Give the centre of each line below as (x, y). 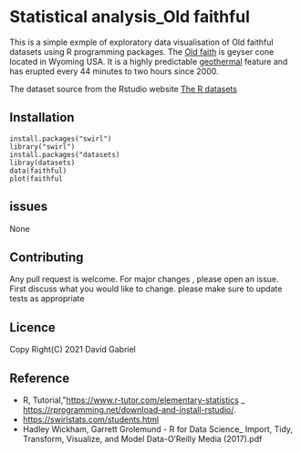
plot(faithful (36, 179)
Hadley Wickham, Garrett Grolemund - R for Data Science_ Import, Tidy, (158, 429)
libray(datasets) (42, 163)
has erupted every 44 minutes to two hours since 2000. (114, 71)
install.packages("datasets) (65, 154)
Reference (40, 378)
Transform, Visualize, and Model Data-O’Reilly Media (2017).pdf (142, 439)
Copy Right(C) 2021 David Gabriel (73, 350)
